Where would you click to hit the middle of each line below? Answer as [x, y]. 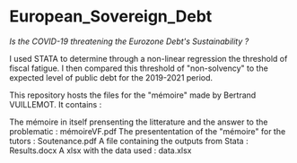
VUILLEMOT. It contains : [56, 104]
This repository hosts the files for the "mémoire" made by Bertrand [133, 95]
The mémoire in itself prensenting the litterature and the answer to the [139, 122]
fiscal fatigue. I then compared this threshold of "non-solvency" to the [139, 68]
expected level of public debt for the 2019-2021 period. [111, 77]
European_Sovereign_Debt [111, 17]
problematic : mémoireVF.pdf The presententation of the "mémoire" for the [148, 131]
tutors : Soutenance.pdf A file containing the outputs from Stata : [129, 141]
